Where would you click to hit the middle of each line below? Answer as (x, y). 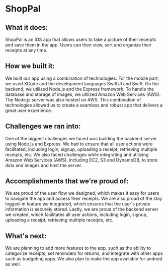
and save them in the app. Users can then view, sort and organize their (78, 45)
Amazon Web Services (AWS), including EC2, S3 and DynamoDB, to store (81, 160)
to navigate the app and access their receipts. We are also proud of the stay (84, 199)
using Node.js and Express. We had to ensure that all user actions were (79, 144)
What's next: (26, 236)
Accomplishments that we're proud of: (67, 181)
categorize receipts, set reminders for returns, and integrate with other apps (84, 253)
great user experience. (29, 110)
